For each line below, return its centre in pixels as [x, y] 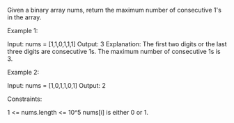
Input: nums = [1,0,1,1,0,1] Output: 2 [56, 85]
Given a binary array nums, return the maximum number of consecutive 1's [114, 10]
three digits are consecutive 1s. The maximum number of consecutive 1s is [114, 51]
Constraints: [25, 99]
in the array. [24, 17]
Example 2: [23, 72]
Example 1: [23, 31]
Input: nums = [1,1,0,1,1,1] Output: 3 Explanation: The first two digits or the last [117, 44]
